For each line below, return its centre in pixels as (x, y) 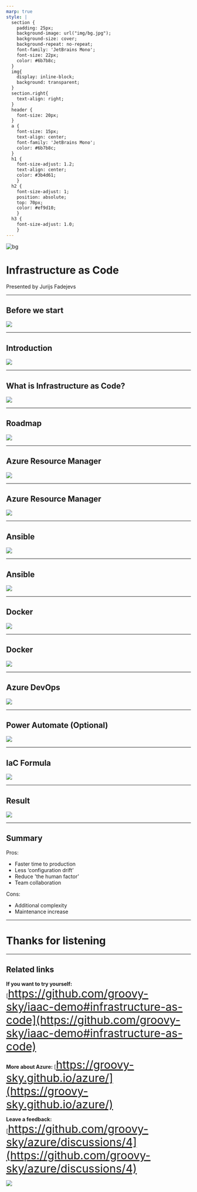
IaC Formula (29, 763)
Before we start (35, 310)
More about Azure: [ (31, 1066)
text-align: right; (40, 99)
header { (22, 110)
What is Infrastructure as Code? (66, 386)
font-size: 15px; (38, 132)
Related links (30, 970)
